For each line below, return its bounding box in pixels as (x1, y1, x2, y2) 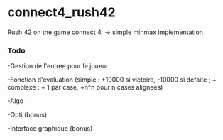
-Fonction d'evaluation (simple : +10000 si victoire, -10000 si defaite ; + (7, 75, 217, 84)
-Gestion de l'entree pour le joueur (7, 62, 109, 70)
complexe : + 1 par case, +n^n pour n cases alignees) (7, 83, 163, 92)
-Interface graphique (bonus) (7, 124, 93, 133)
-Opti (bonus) (7, 111, 48, 119)
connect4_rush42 (7, 4, 116, 21)
